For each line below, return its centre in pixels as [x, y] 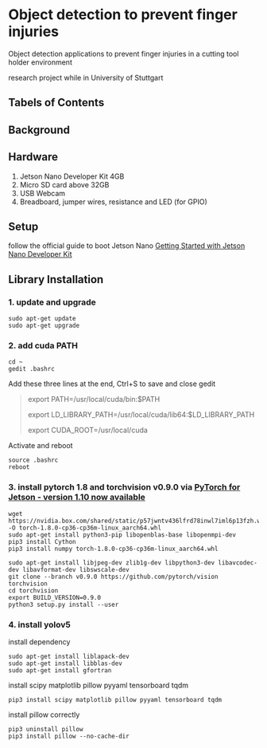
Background [39, 130]
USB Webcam [43, 193]
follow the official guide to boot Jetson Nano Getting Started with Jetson [127, 246]
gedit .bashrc [32, 369]
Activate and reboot [41, 446]
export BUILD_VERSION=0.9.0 [55, 597]
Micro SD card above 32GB [64, 184]
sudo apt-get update [43, 319]
